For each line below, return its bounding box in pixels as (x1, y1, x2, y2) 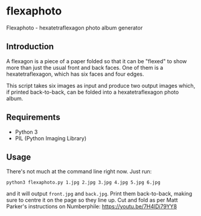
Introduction (6, 42, 54, 52)
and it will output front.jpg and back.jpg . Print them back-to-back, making (6, 190, 193, 197)
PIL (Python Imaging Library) (14, 134, 87, 142)
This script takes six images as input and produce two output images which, (6, 82, 196, 89)
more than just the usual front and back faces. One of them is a (6, 64, 164, 71)
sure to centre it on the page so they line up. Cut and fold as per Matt (6, 197, 178, 204)
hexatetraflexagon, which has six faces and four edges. (6, 70, 144, 78)
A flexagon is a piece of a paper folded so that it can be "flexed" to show (6, 57, 187, 64)
